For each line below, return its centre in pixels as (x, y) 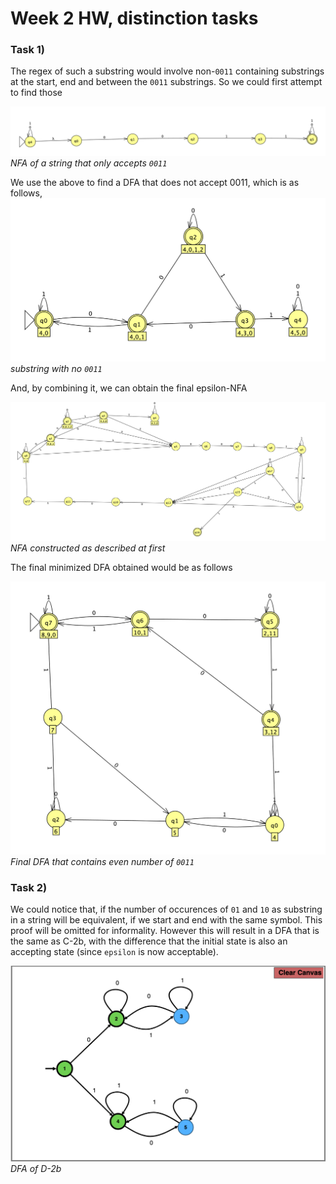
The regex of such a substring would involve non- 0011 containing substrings (167, 71)
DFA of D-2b (36, 1168)
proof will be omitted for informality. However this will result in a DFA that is (165, 931)
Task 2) (29, 888)
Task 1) (27, 50)
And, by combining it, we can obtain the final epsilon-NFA (129, 388)
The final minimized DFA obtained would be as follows (121, 567)
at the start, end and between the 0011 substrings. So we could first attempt (166, 82)
